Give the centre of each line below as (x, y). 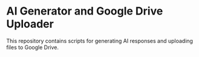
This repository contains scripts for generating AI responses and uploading (100, 41)
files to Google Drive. (33, 47)
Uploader (30, 24)
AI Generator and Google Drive (85, 11)
